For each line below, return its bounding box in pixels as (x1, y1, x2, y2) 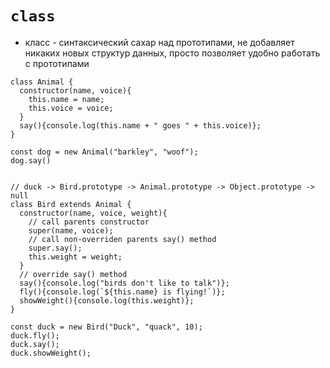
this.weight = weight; (28, 252, 123, 262)
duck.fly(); (10, 330, 60, 341)
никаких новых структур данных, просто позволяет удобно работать (24, 47, 321, 59)
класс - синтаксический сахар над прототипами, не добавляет (24, 36, 295, 48)
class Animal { (10, 77, 74, 87)
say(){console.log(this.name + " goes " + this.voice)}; (19, 120, 262, 131)
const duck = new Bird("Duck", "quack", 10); (10, 322, 203, 332)
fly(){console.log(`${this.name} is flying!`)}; (19, 287, 226, 297)
